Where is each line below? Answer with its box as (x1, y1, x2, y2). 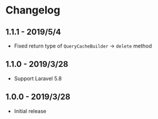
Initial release (14, 107, 46, 114)
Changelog (5, 4, 60, 17)
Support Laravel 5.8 (14, 74, 62, 82)
